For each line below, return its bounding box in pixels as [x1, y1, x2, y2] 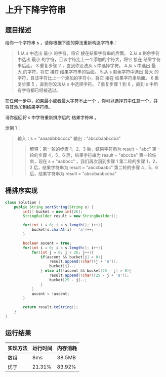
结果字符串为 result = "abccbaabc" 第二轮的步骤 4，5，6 [42, 165, 158, 170]
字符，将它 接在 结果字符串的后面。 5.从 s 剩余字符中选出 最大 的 [27, 69, 159, 75]
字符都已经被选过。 [21, 87, 61, 93]
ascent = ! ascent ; [31, 291, 70, 296]
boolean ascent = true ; [23, 241, 72, 246]
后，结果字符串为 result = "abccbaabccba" [29, 171, 117, 176]
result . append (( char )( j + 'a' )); [49, 259, 119, 264]
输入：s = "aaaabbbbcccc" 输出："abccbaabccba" [17, 135, 121, 141]
